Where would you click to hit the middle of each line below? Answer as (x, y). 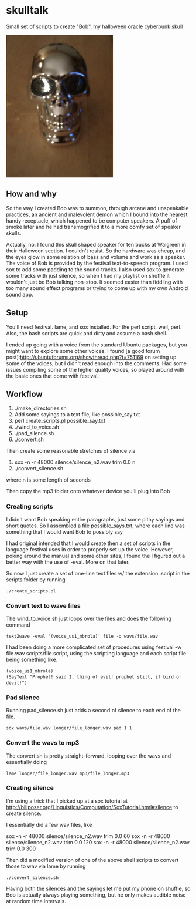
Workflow (24, 394)
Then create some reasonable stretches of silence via (71, 451)
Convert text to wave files (43, 605)
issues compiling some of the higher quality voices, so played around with (95, 369)
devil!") (17, 683)
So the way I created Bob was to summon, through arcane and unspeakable (97, 208)
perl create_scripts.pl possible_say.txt (60, 421)
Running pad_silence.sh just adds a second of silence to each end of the (94, 711)
